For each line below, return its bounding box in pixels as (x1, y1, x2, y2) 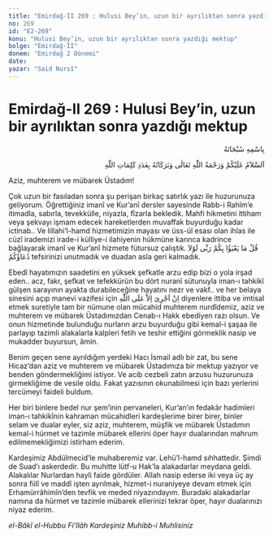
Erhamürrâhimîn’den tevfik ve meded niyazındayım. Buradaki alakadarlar (8, 487, 250, 497)
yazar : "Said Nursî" (8, 65, 79, 73)
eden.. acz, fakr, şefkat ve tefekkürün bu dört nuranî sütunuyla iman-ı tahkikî (8, 276, 264, 285)
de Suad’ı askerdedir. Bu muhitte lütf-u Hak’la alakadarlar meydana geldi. (8, 461, 252, 471)
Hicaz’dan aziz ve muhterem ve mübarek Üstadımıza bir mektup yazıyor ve (8, 361, 258, 371)
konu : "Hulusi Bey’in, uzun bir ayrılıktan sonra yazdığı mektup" (8, 34, 238, 43)
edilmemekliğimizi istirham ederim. (8, 436, 125, 447)
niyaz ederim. (8, 505, 54, 514)
